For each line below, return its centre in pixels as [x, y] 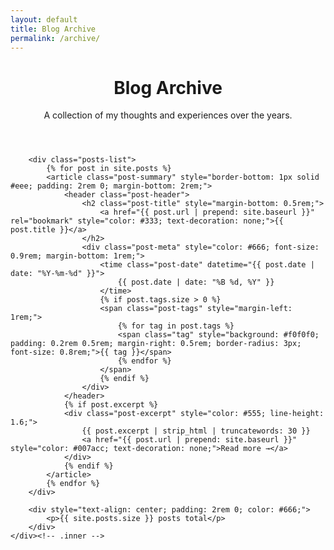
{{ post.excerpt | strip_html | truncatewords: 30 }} [196, 431]
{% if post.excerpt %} [111, 405]
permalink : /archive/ [55, 38]
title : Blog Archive [53, 29]
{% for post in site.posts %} [109, 169]
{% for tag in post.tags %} [176, 326]
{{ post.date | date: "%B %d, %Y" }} [196, 282]
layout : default [44, 19]
